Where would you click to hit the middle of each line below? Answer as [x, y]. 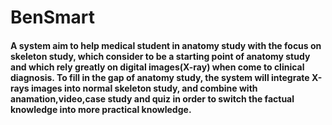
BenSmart [52, 17]
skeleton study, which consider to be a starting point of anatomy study [160, 56]
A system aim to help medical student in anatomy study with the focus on [166, 45]
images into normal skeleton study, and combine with [144, 88]
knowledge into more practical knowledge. [101, 109]
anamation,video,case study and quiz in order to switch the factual [152, 98]
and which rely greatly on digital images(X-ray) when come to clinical [157, 67]
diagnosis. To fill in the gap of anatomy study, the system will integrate [160, 77]
